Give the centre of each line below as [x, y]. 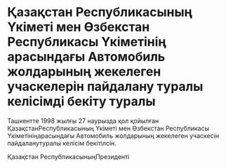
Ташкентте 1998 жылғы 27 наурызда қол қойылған [83, 120]
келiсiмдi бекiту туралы [81, 101]
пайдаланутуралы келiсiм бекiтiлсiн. [62, 143]
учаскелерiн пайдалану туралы [105, 86]
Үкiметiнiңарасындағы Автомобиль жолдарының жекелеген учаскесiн [113, 135]
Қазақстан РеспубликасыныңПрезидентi [68, 156]
